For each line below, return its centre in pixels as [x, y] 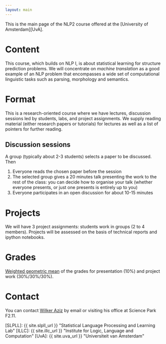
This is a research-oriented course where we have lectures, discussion [78, 113]
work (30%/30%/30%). [29, 277]
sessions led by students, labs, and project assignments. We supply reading [83, 118]
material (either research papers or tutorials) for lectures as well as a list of [82, 124]
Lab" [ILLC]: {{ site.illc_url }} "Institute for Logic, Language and [69, 331]
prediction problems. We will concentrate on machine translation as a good [82, 68]
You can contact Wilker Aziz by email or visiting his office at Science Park [81, 311]
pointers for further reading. [34, 129]
